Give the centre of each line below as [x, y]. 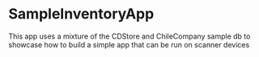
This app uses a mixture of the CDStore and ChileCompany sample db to [129, 36]
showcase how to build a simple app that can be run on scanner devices [129, 44]
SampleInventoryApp [81, 14]
